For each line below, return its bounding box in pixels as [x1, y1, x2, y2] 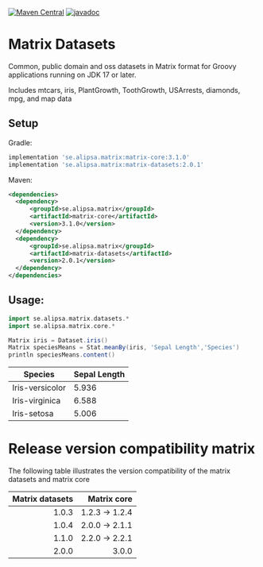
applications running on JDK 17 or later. [8, 70, 137, 79]
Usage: [8, 294, 45, 307]
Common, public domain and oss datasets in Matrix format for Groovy [8, 61, 237, 71]
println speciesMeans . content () [8, 351, 115, 359]
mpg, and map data [8, 94, 72, 103]
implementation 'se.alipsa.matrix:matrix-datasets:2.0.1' [8, 160, 204, 168]
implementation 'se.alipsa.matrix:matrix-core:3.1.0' [8, 153, 191, 161]
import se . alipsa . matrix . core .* [8, 322, 115, 330]
